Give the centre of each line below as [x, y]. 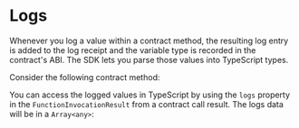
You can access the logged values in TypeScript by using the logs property [150, 95]
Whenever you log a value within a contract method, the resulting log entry [149, 41]
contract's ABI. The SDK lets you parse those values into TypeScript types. [149, 59]
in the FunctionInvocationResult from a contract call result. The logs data [146, 104]
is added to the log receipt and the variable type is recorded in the [133, 50]
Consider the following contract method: [85, 77]
